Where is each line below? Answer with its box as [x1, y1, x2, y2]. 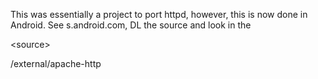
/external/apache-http [10, 58, 102, 69]
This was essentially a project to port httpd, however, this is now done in [10, 9, 308, 20]
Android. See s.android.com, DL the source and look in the [10, 19, 252, 31]
